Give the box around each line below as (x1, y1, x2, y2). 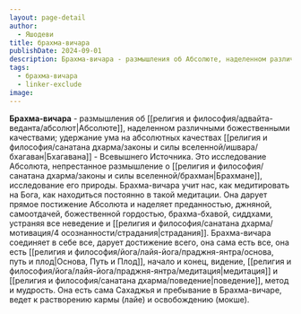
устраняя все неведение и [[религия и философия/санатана (9, 217, 240, 229)
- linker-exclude (17, 80, 82, 89)
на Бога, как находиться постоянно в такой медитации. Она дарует (9, 189, 268, 200)
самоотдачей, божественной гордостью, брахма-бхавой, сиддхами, (9, 208, 273, 219)
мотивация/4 (9, 227, 60, 238)
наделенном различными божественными (126, 122, 290, 133)
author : (9, 22, 39, 31)
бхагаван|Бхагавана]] (9, 151, 92, 161)
